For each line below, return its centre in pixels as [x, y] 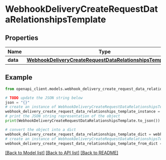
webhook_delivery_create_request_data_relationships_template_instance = [83, 112]
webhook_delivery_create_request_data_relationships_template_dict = [78, 134]
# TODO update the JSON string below [44, 98]
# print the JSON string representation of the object [63, 116]
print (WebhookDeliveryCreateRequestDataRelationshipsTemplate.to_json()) [83, 121]
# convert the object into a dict [41, 129]
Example [19, 78]
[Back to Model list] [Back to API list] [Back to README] [62, 153]
